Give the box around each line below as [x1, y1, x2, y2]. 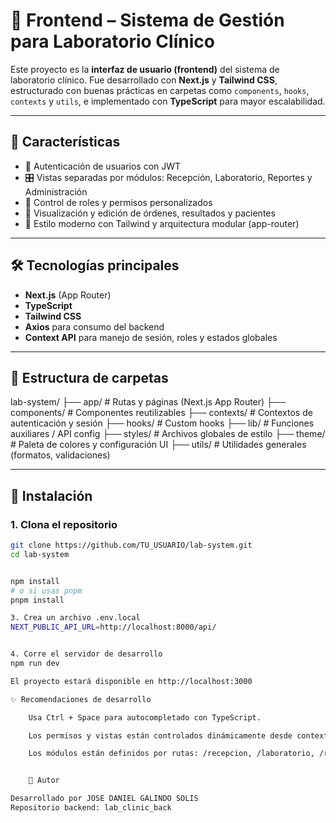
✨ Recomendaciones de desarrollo [10, 694, 152, 704]
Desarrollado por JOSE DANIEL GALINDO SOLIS [10, 794, 199, 804]
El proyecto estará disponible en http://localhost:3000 [10, 676, 253, 686]
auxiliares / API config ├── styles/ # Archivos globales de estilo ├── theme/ [10, 428, 326, 440]
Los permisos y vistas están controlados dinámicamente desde [28, 730, 293, 741]
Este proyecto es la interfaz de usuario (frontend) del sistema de [10, 63, 280, 75]
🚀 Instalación [10, 487, 93, 504]
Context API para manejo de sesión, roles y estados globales [24, 331, 278, 343]
